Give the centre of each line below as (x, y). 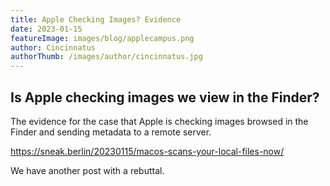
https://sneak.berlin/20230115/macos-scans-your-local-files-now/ (147, 151)
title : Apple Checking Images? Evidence (96, 19)
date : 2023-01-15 (46, 29)
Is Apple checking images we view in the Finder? (165, 97)
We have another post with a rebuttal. (87, 170)
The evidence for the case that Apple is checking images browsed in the (159, 121)
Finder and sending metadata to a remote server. (111, 132)
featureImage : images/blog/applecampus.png (102, 38)
